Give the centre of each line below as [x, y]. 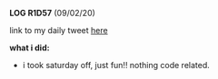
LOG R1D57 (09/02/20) [52, 13]
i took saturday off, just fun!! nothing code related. [116, 65]
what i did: [30, 48]
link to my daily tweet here [59, 30]
